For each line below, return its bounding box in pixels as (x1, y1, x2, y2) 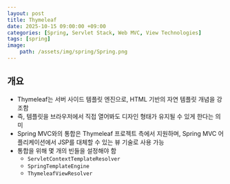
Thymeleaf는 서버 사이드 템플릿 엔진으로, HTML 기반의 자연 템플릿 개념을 (17, 95, 216, 103)
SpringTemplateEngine (27, 163, 90, 170)
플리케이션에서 (17, 138, 56, 146)
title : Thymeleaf (7, 16, 57, 23)
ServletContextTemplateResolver (27, 155, 121, 162)
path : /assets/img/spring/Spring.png (19, 49, 128, 56)
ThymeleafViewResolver (27, 170, 93, 177)
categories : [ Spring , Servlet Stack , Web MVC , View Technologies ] (7, 29, 202, 36)
